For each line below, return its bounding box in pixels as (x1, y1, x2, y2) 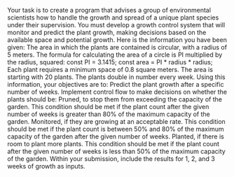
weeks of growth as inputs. (7, 162, 85, 170)
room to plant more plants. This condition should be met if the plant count (7, 140, 219, 148)
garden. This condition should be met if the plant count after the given (7, 103, 209, 111)
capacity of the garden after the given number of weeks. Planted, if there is (7, 132, 224, 141)
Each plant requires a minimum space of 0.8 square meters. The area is (7, 66, 214, 73)
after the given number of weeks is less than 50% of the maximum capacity (7, 147, 226, 155)
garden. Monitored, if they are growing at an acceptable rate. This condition (7, 118, 226, 125)
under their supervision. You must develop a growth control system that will (7, 21, 226, 29)
